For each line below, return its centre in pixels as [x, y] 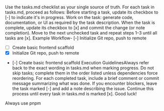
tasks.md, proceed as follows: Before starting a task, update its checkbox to [82, 12]
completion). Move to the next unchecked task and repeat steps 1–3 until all [81, 33]
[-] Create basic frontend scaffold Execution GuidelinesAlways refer [81, 63]
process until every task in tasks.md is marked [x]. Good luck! [74, 94]
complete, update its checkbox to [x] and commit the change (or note [75, 28]
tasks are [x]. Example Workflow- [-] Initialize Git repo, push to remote [76, 38]
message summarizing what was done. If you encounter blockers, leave [85, 83]
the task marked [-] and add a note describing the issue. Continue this [83, 89]
